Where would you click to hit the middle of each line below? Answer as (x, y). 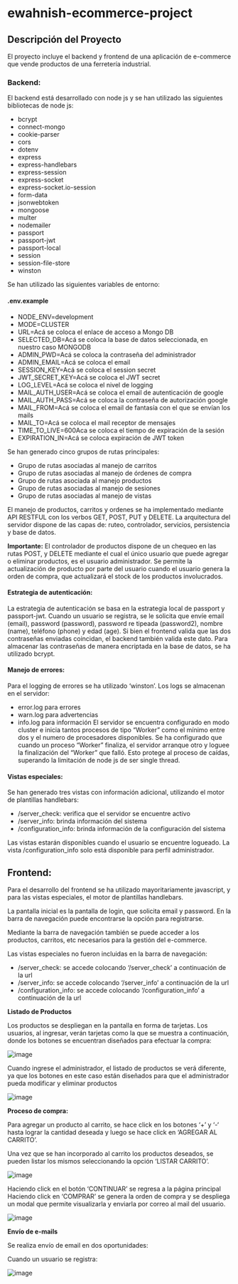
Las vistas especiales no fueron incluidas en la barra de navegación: (107, 954)
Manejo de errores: (36, 670)
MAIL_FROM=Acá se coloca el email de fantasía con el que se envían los (124, 407)
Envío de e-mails (33, 1231)
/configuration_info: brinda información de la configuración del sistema (121, 829)
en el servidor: (28, 693)
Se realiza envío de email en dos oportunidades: (78, 1245)
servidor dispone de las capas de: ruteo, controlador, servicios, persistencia (119, 524)
